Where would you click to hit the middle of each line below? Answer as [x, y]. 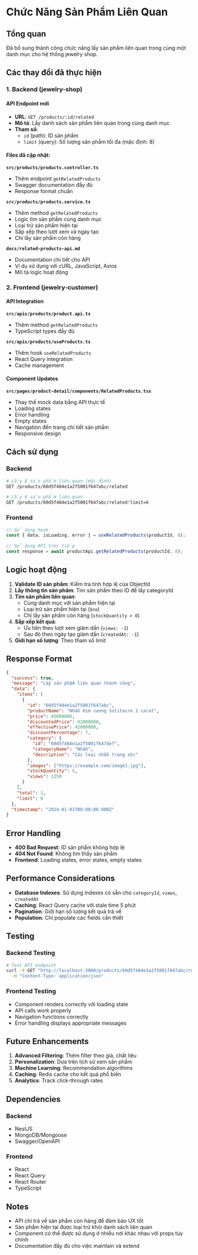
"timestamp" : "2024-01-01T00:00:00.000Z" [63, 810]
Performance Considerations [60, 878]
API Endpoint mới [28, 103]
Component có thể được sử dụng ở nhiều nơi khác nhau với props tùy [99, 1233]
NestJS [24, 1129]
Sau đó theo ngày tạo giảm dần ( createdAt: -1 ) [81, 634]
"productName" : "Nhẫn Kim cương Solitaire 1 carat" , [93, 711]
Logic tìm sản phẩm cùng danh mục [58, 219]
